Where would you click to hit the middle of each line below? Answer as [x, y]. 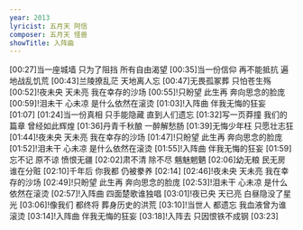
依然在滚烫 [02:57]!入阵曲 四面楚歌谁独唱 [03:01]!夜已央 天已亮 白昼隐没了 [147, 194]
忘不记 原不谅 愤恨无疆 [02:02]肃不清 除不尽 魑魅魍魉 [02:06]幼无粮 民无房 [147, 160]
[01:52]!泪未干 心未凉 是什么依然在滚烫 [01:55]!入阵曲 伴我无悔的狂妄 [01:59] [151, 149]
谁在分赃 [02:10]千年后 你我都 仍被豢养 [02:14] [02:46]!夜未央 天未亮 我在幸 [149, 171]
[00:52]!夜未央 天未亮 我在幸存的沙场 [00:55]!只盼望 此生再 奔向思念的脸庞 [147, 92]
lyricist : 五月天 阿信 [49, 26]
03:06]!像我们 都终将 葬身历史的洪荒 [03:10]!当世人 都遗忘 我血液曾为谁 [154, 205]
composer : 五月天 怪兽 [49, 34]
